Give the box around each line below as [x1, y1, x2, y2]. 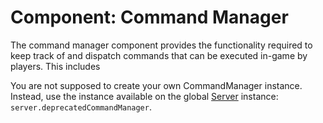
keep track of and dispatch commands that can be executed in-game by [10, 49, 308, 61]
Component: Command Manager [10, 6, 289, 29]
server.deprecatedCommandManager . [10, 101, 152, 113]
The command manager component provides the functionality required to [10, 39, 313, 51]
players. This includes [10, 60, 101, 72]
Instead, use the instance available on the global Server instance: [10, 90, 279, 102]
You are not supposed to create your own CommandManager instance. [10, 79, 303, 91]
